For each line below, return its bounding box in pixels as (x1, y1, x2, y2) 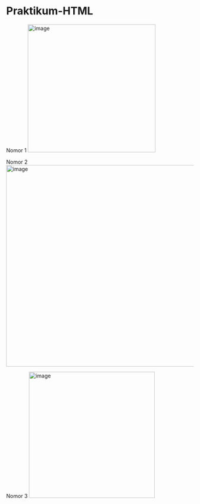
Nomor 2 (6, 158, 28, 165)
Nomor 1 (6, 146, 27, 153)
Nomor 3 (6, 492, 28, 499)
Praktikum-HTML (6, 4, 93, 18)
